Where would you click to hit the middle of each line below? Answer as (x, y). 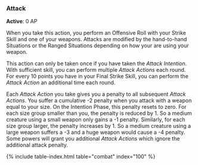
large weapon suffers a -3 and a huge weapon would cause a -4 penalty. (96, 132)
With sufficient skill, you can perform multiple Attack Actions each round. (96, 70)
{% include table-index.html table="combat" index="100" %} (81, 157)
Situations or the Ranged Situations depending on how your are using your (98, 45)
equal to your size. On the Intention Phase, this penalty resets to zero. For (96, 107)
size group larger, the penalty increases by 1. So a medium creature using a (99, 126)
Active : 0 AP (22, 22)
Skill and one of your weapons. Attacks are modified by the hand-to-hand (97, 39)
